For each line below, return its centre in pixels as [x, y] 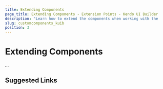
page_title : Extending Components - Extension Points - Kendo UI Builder [82, 14]
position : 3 [17, 28]
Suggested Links [31, 80]
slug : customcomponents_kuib [35, 23]
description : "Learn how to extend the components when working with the [82, 18]
